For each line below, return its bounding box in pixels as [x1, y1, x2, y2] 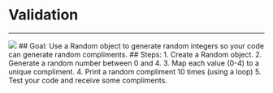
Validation [8, 6, 79, 24]
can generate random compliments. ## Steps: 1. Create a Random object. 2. [8, 49, 262, 59]
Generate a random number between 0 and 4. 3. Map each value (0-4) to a [8, 58, 260, 68]
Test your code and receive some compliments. [8, 75, 168, 85]
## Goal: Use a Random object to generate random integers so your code [18, 40, 264, 50]
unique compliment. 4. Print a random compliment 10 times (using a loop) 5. [8, 66, 262, 76]
